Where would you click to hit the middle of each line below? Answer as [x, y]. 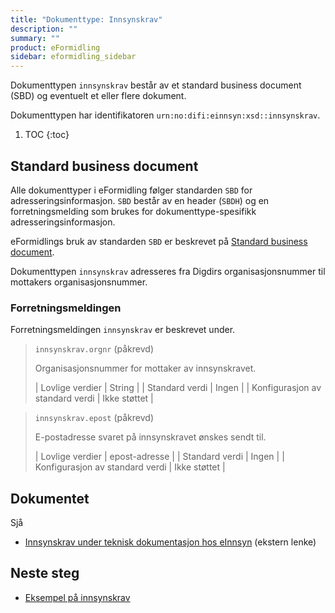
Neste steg [45, 573]
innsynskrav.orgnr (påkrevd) [94, 349]
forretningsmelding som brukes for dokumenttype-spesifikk [133, 211]
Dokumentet [50, 498]
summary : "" [35, 38]
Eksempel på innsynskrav [77, 597]
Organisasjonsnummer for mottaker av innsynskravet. [145, 368]
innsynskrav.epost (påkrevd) [94, 418]
